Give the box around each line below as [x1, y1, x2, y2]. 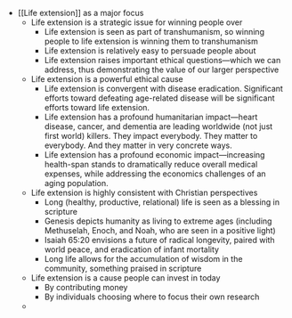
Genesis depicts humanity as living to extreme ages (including [44, 216, 272, 226]
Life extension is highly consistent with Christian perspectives [30, 187, 258, 198]
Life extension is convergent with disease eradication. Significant [44, 84, 283, 94]
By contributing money [44, 282, 128, 292]
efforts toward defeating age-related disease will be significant [44, 93, 275, 103]
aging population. [44, 178, 109, 188]
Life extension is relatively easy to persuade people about [44, 45, 256, 56]
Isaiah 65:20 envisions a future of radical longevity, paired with [44, 235, 275, 245]
